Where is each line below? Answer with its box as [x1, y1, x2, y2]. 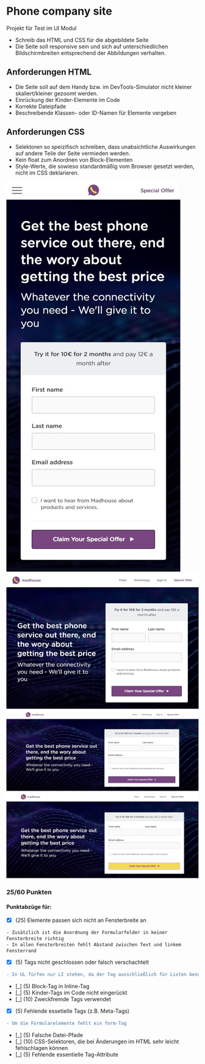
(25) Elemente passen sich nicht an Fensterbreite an [15, 917, 146, 924]
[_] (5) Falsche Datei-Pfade [15, 1032, 84, 1039]
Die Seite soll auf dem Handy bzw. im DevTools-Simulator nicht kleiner [15, 83, 192, 90]
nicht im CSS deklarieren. [15, 169, 79, 176]
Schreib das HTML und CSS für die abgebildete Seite [15, 36, 149, 43]
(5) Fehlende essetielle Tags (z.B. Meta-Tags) [15, 1007, 130, 1015]
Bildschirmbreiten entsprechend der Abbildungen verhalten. [15, 49, 166, 56]
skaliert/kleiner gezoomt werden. [15, 90, 99, 97]
